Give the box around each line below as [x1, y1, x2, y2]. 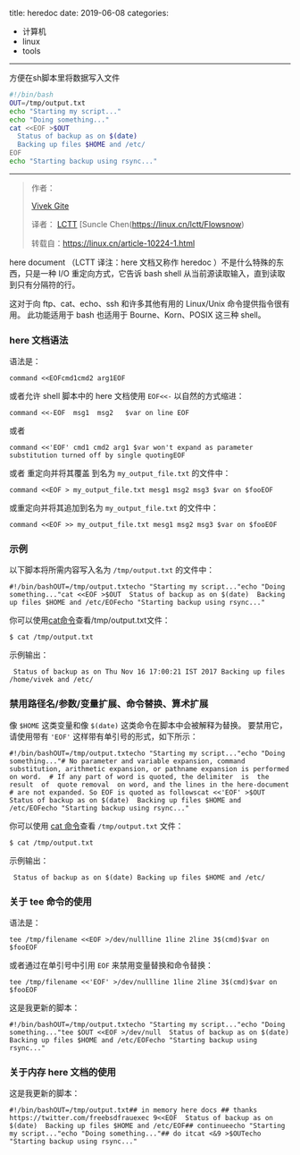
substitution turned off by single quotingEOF [9, 451, 186, 460]
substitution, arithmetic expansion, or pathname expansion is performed [9, 764, 290, 773]
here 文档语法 [9, 334, 69, 346]
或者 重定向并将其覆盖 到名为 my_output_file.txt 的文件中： [9, 468, 231, 479]
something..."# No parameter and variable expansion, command [9, 756, 246, 766]
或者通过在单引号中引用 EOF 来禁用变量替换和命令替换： [9, 960, 214, 971]
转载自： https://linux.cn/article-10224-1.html [30, 237, 196, 249]
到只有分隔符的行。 [9, 279, 80, 290]
